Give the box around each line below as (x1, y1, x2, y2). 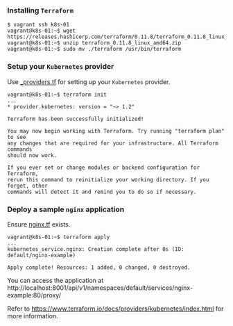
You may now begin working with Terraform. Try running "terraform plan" (7, 127, 225, 134)
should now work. (7, 152, 58, 158)
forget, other (7, 182, 49, 189)
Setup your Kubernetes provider (7, 62, 114, 72)
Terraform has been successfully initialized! (7, 115, 144, 122)
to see (7, 133, 26, 140)
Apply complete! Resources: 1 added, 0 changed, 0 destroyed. (7, 263, 191, 271)
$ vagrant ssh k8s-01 (7, 22, 70, 28)
